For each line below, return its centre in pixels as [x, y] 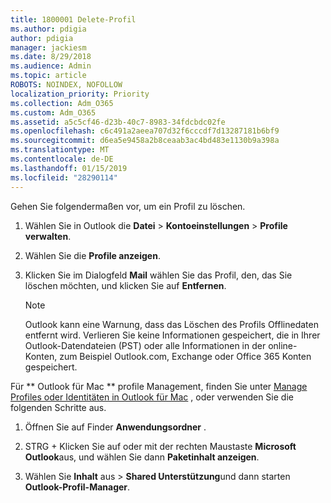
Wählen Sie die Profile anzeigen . [92, 255]
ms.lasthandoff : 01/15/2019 [69, 168]
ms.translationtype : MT [60, 150]
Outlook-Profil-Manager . [77, 487]
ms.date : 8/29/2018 [51, 57]
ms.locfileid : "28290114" [64, 177]
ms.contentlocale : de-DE [62, 159]
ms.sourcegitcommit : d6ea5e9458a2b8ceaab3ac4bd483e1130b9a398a [145, 141]
